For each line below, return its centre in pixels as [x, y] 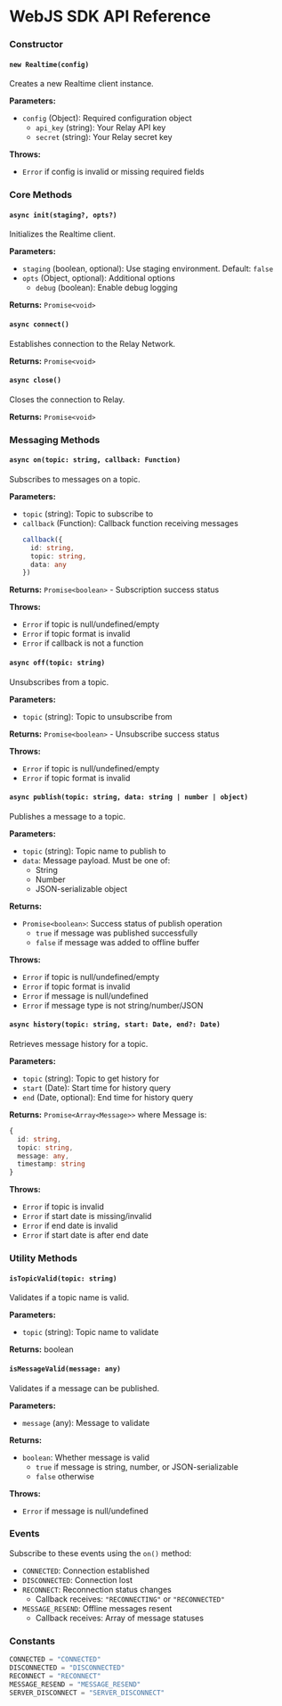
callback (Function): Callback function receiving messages [130, 523]
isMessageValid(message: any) [65, 1369]
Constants [32, 1641]
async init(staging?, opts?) [63, 215]
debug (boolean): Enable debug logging [106, 288]
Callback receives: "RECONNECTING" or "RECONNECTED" [130, 1599]
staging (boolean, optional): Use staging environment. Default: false [148, 268]
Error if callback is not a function [83, 643]
